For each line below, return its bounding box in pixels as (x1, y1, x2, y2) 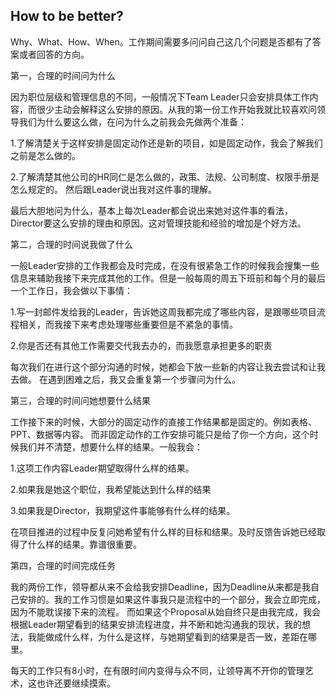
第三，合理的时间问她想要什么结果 (10, 394, 151, 406)
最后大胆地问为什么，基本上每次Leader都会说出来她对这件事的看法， (10, 204, 294, 216)
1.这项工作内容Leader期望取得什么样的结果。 (10, 462, 195, 474)
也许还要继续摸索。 (36, 677, 116, 689)
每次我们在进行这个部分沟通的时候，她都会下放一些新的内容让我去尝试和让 (10, 360, 317, 373)
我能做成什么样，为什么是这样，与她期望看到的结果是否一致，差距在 (27, 630, 308, 643)
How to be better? (10, 8, 124, 25)
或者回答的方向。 (18, 48, 90, 60)
